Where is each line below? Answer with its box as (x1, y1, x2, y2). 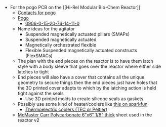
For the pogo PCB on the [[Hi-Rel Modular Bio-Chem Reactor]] (10, 5, 141, 10)
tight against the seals (17, 91, 64, 96)
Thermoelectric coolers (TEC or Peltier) (25, 106, 108, 112)
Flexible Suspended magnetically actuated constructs (25, 48, 138, 53)
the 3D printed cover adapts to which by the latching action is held (17, 85, 156, 91)
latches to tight (17, 69, 49, 75)
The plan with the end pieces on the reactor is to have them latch (17, 58, 153, 64)
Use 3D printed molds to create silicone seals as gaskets (25, 96, 144, 102)
